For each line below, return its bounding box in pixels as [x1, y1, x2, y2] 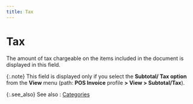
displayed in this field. [6, 61, 61, 68]
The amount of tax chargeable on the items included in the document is [6, 55, 184, 62]
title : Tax [6, 8, 34, 15]
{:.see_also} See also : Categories [6, 91, 90, 98]
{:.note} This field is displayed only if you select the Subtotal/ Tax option [6, 73, 187, 80]
